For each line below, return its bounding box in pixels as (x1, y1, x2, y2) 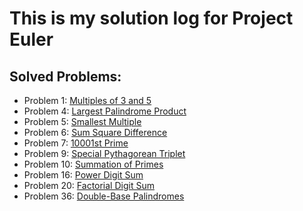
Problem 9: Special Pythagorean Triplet (23, 148, 186, 159)
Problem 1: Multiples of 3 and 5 (23, 95, 152, 106)
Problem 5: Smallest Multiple (23, 116, 142, 127)
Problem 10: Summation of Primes (23, 158, 164, 170)
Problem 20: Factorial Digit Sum (23, 180, 155, 191)
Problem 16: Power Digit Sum (23, 169, 144, 181)
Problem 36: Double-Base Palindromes (23, 190, 185, 202)
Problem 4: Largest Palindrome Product (23, 105, 187, 117)
